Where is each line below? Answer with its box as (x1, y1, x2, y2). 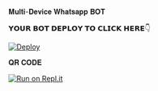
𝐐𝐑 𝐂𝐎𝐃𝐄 (8, 58, 42, 67)
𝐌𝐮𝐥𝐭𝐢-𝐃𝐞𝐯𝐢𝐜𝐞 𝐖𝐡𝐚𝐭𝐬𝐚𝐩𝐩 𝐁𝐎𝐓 (8, 7, 105, 16)
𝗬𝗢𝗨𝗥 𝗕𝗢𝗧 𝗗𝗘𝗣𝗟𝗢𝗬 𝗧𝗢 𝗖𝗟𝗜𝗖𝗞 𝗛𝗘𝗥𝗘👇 (8, 23, 152, 33)
